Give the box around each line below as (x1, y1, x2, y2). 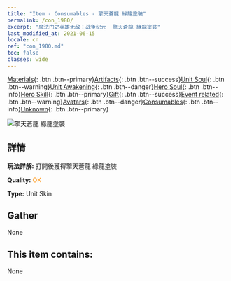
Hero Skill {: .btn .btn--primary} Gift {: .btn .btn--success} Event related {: (20, 90, 224, 98)
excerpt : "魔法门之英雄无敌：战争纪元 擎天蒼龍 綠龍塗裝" (7, 23, 161, 30)
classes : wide (7, 56, 49, 63)
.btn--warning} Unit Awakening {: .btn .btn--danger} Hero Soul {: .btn (7, 82, 200, 91)
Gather (7, 210, 38, 221)
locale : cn (7, 36, 39, 43)
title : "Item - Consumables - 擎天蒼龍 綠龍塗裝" (7, 10, 147, 18)
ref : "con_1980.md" (7, 43, 64, 50)
